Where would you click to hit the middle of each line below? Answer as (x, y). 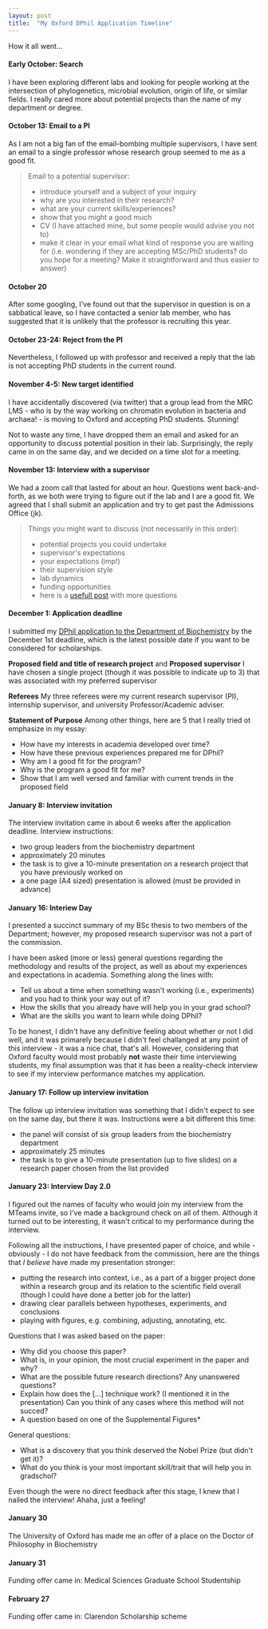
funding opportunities (75, 586)
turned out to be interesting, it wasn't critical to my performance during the (131, 1221)
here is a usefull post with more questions (108, 595)
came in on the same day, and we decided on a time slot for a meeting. (124, 451)
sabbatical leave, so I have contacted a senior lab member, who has (120, 313)
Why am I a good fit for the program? (81, 761)
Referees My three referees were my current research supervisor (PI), (124, 696)
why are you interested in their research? (107, 200)
